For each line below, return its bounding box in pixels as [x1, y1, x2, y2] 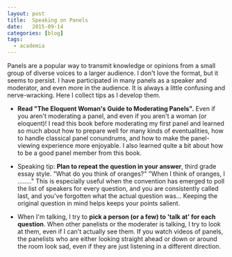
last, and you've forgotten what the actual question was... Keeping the [17, 192, 218, 200]
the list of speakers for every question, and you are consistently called [17, 185, 219, 192]
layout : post [7, 10, 45, 17]
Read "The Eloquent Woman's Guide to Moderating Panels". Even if [17, 105, 215, 113]
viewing [17, 142, 40, 149]
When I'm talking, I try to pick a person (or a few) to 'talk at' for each [17, 213, 216, 221]
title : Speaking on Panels [7, 17, 89, 24]
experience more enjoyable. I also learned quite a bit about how [41, 142, 224, 149]
